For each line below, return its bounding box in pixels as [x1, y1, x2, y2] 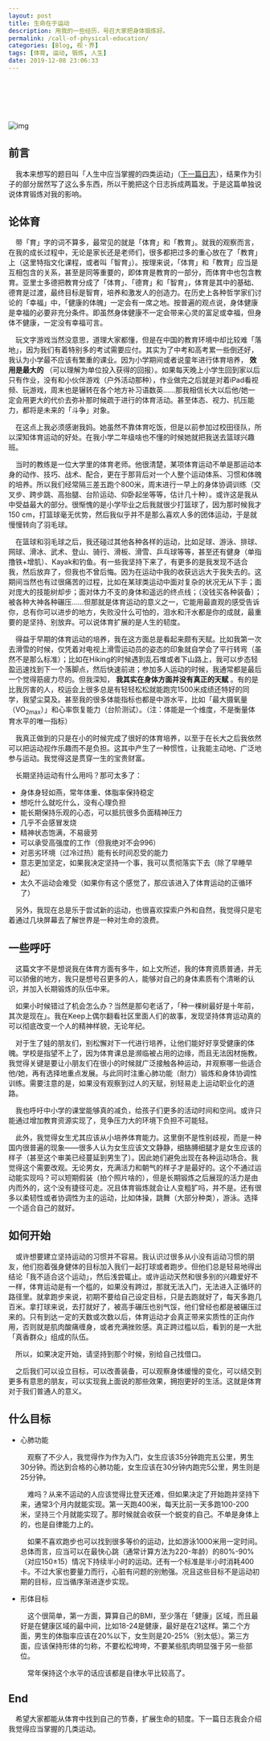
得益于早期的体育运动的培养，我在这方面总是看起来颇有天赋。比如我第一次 [14, 634, 262, 644]
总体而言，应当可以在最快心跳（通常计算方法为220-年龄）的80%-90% [19, 1546, 255, 1556]
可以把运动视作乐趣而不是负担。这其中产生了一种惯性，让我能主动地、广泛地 [8, 744, 262, 753]
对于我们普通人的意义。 [8, 1386, 86, 1395]
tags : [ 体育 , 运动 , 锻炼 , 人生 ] [8, 49, 107, 57]
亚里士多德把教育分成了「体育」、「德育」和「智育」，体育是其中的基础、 [22, 278, 259, 288]
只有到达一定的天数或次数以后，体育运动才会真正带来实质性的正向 [29, 1312, 247, 1321]
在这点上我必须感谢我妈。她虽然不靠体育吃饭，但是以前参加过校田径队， [14, 423, 255, 432]
